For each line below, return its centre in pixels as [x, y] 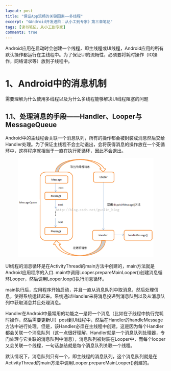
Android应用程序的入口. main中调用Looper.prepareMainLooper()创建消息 [82, 272]
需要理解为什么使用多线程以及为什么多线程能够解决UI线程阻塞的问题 [77, 99]
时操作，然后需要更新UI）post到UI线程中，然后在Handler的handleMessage [84, 320]
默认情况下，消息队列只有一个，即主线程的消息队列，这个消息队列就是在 [81, 356]
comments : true [21, 33]
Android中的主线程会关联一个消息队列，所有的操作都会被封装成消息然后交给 [85, 138]
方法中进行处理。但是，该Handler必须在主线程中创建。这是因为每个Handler [84, 326]
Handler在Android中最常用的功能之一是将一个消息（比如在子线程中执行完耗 [84, 313]
